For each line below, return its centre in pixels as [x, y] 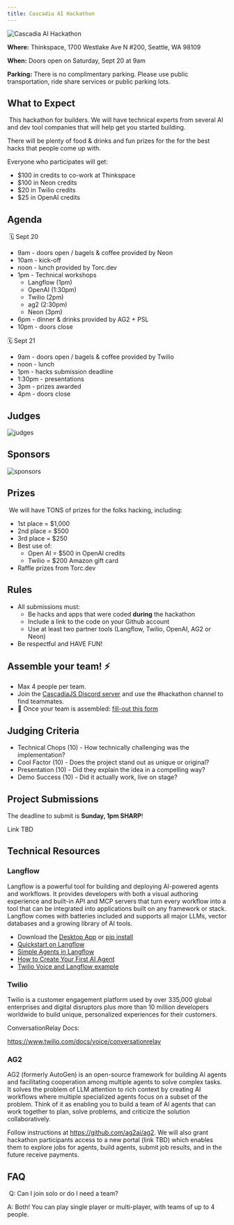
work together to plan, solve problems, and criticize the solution [99, 1111]
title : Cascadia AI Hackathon [51, 14]
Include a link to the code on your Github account [99, 622]
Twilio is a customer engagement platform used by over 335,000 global [110, 999]
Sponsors [29, 455]
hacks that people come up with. [54, 148]
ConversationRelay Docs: [44, 1028]
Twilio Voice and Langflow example [68, 966]
